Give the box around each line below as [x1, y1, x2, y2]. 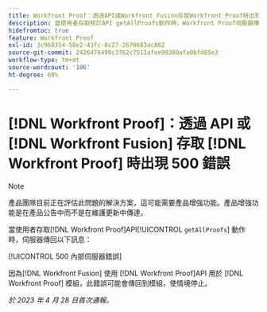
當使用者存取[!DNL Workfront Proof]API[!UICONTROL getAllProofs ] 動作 [8, 224, 246, 234]
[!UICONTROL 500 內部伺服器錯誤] [8, 252, 122, 261]
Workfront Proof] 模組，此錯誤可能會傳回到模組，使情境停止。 [8, 278, 212, 287]
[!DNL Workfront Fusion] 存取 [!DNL [8, 135, 246, 152]
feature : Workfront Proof [8, 33, 94, 42]
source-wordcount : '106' [8, 64, 91, 72]
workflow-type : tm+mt [8, 57, 80, 64]
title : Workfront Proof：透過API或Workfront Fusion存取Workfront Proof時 [8, 11, 250, 20]
